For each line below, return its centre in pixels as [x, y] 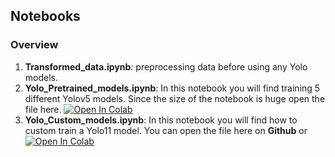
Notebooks [45, 16]
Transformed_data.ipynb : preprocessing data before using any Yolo [166, 66]
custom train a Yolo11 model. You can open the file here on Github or [166, 130]
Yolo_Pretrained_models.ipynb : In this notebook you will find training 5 [172, 88]
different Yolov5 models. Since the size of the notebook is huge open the [175, 98]
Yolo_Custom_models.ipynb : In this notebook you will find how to [161, 120]
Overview [34, 45]
